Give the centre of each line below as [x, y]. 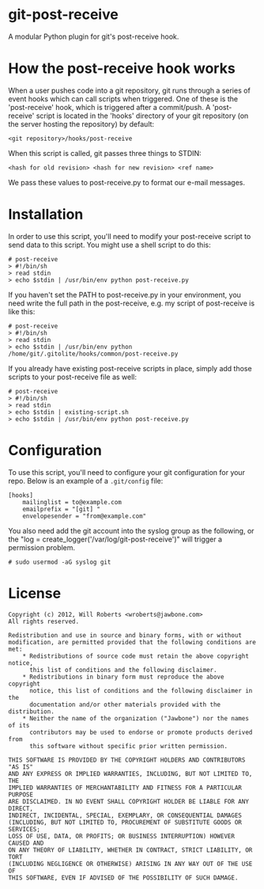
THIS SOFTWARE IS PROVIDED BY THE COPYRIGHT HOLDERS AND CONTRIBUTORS [127, 760]
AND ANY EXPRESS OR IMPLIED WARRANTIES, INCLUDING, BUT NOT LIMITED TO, [130, 773]
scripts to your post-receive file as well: [72, 377]
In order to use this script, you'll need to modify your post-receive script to [130, 236]
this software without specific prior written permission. [128, 746]
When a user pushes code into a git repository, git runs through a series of [129, 90]
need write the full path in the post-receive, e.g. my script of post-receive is [132, 303]
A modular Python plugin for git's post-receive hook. [94, 36]
